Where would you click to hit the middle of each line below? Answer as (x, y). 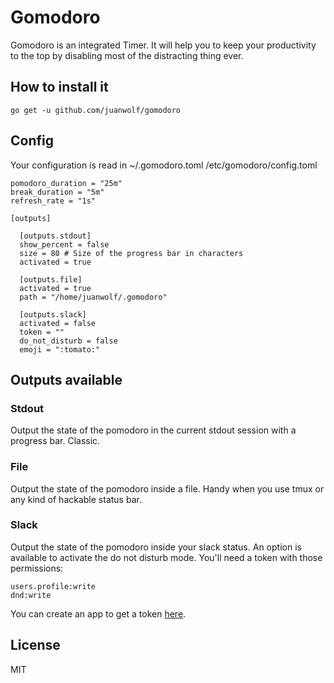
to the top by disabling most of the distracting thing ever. (127, 55)
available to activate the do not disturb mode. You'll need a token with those (166, 557)
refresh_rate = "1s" (53, 201)
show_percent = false (64, 244)
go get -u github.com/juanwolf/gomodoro (96, 110)
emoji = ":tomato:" (60, 349)
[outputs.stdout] (55, 236)
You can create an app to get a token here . (98, 613)
